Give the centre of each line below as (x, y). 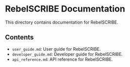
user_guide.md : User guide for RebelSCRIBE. (56, 49)
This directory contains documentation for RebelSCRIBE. (62, 22)
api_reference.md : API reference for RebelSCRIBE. (62, 59)
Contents (19, 37)
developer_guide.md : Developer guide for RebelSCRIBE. (67, 54)
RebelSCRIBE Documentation (65, 9)
